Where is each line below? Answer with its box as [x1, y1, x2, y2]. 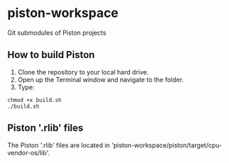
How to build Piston [7, 49, 95, 61]
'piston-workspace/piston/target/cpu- [111, 140, 223, 150]
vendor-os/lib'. [7, 148, 50, 157]
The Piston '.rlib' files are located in [7, 140, 111, 150]
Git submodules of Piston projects [7, 28, 106, 37]
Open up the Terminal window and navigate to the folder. [17, 75, 184, 84]
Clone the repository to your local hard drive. [17, 67, 149, 76]
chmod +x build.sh [7, 96, 62, 103]
